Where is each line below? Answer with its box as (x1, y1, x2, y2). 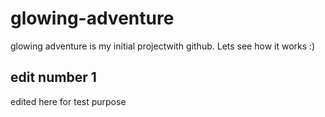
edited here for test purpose (10, 95, 127, 107)
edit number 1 (10, 69, 97, 86)
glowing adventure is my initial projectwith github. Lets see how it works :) (10, 40, 316, 52)
